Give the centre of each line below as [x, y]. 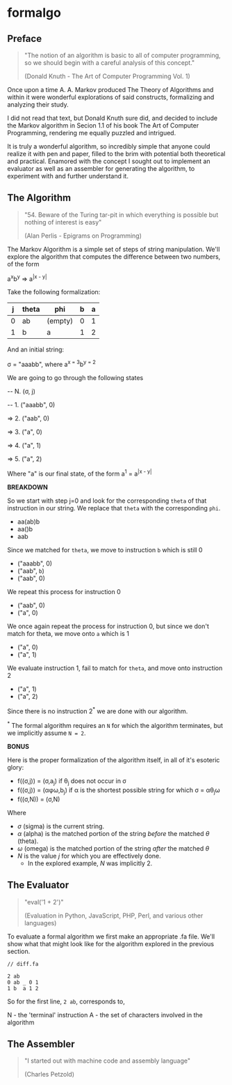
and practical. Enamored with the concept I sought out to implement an [109, 161]
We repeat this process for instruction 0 [64, 591]
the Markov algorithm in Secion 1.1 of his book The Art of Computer [103, 126]
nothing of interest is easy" [63, 222]
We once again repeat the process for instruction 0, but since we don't [108, 626]
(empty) [60, 321]
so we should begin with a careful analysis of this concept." [109, 63]
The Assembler [41, 1044]
